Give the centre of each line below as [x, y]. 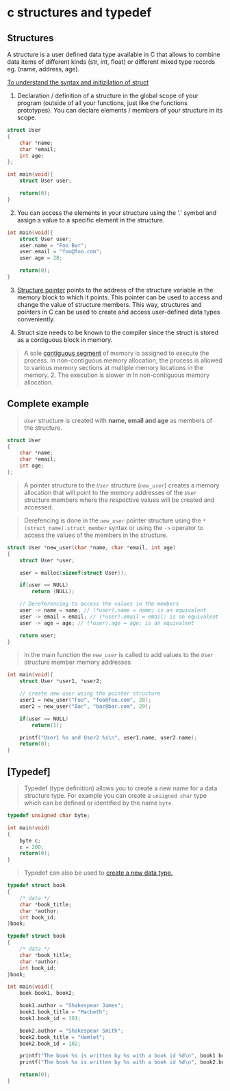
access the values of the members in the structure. [95, 535]
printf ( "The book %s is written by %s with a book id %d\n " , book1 [117, 1056]
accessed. [38, 507]
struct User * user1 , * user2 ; [61, 681]
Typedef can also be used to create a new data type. [98, 873]
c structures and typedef [79, 13]
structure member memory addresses [77, 662]
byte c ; [30, 840]
